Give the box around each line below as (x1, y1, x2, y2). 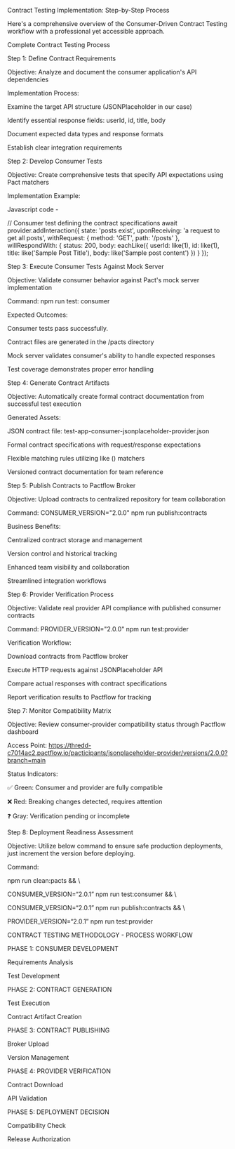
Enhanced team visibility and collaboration (7, 563, 130, 571)
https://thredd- (48, 741, 92, 749)
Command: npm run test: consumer (7, 297, 110, 305)
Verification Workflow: (7, 638, 72, 647)
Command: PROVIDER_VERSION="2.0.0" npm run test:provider (7, 625, 189, 633)
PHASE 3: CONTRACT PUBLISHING (7, 1026, 110, 1035)
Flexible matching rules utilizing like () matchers (7, 454, 145, 462)
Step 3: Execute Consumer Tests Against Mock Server (7, 263, 164, 270)
